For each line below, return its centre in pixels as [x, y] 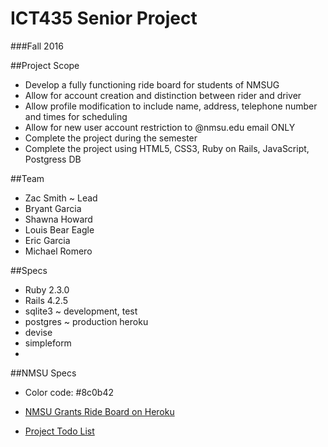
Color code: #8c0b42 [69, 392]
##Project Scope [45, 65]
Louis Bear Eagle [59, 229]
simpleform [48, 343]
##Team [27, 178]
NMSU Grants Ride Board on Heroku [99, 411]
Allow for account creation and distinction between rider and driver [163, 95]
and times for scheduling [76, 116]
